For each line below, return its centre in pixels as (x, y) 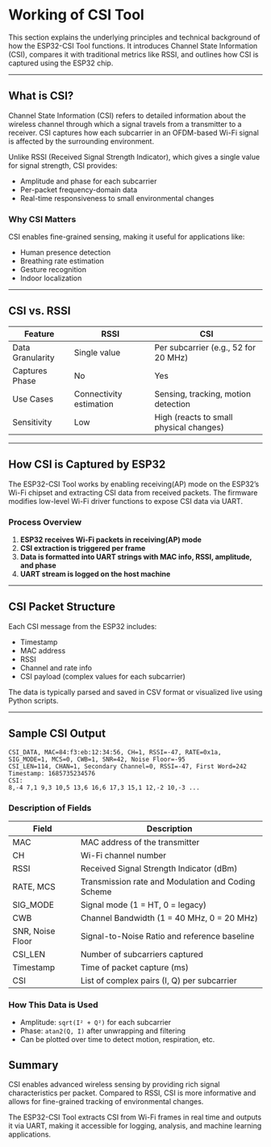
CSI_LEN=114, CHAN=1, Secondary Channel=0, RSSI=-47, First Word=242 (128, 766)
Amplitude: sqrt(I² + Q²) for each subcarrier (96, 1023)
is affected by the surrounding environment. (81, 141)
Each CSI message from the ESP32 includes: (83, 626)
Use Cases (33, 399)
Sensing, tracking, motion (203, 393)
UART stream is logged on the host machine (95, 573)
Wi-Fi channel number (123, 855)
